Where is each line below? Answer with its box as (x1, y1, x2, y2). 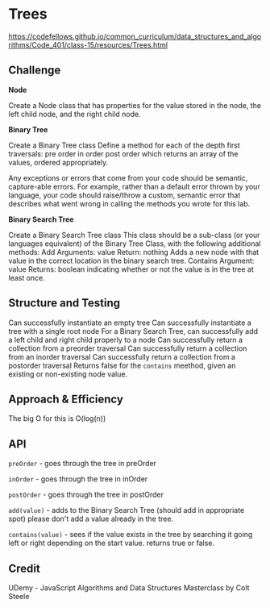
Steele (8, 592, 30, 601)
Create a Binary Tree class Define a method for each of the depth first (8, 140, 240, 150)
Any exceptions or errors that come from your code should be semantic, (8, 173, 248, 182)
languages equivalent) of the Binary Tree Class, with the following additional (8, 239, 261, 248)
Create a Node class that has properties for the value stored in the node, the (8, 100, 262, 110)
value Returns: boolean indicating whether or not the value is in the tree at (8, 264, 254, 274)
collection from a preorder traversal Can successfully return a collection (8, 344, 247, 353)
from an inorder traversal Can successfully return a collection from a (8, 352, 236, 361)
